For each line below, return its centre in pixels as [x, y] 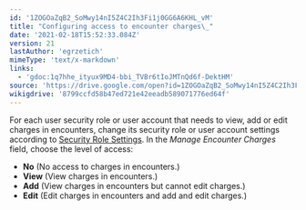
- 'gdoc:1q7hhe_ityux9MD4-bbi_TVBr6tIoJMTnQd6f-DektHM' [126, 77]
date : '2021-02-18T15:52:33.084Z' [75, 35]
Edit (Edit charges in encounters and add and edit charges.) [135, 195]
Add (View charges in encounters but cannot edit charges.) [134, 185]
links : [22, 69]
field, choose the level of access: [71, 149]
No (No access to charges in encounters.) [101, 166]
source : [24, 85]
